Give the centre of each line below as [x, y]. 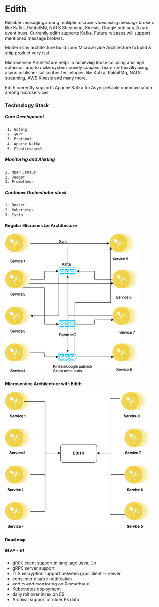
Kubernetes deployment [36, 589]
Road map [15, 540]
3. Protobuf [19, 139]
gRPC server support [33, 568]
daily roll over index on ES [38, 594]
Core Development [24, 117]
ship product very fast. [28, 53]
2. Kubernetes [20, 210]
